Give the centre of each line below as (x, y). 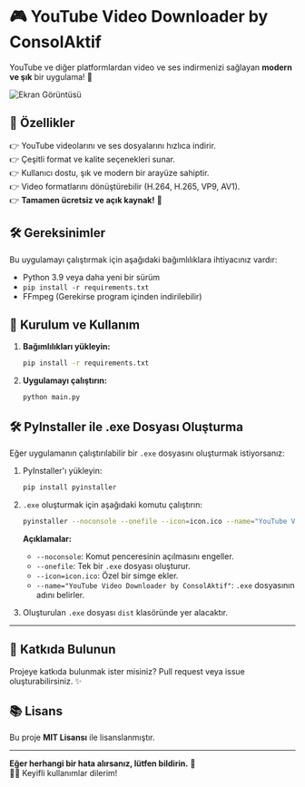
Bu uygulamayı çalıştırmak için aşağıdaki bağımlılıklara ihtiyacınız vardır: (143, 260)
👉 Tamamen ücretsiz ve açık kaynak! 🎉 (86, 200)
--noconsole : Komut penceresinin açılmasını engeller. (135, 556)
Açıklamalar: (47, 538)
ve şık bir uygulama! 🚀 (51, 76)
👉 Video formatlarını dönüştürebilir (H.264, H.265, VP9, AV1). (125, 186)
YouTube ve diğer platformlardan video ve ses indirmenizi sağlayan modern (151, 67)
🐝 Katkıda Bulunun (63, 649)
